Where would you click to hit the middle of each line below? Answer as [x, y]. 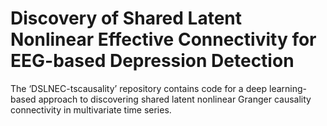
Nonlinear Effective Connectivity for [163, 39]
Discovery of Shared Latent [126, 18]
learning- [288, 88]
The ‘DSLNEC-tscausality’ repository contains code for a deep [139, 88]
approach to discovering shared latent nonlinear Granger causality [175, 99]
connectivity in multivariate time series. [91, 109]
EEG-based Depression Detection [152, 61]
